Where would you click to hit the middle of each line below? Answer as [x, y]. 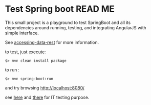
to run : [12, 70]
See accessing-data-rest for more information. [52, 42]
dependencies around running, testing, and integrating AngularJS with [76, 27]
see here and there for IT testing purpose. [47, 97]
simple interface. [22, 33]
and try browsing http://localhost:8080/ [45, 88]
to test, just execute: [26, 52]
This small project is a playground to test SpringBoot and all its [68, 22]
